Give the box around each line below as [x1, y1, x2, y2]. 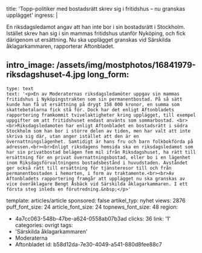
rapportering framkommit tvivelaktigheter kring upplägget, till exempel [6, 112, 197, 118]
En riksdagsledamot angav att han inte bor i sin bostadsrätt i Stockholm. [6, 24, 186, 30]
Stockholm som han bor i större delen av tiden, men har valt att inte [6, 128, 191, 134]
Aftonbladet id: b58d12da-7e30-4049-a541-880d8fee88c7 [15, 240, 162, 248]
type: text [6, 85, 34, 91]
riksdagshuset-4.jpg [6, 70, 86, 80]
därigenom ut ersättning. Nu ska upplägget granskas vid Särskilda [6, 36, 171, 43]
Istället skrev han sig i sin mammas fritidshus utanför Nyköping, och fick [6, 30, 186, 37]
